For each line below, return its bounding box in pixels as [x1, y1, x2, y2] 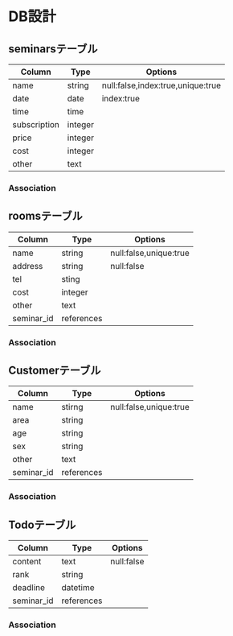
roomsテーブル [8, 209, 83, 223]
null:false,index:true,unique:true [101, 80, 221, 91]
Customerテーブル [8, 364, 101, 378]
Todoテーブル [8, 518, 76, 531]
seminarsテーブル [8, 42, 98, 56]
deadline [12, 582, 46, 593]
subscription [12, 119, 60, 130]
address [12, 260, 43, 271]
